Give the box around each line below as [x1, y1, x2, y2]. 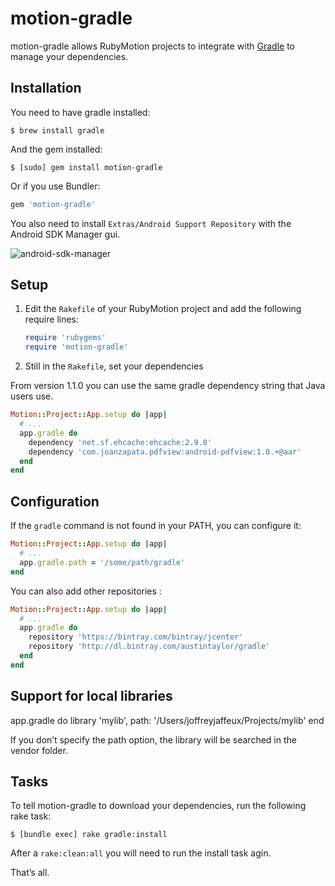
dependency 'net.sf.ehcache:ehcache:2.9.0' [28, 437, 213, 447]
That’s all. [10, 867, 50, 879]
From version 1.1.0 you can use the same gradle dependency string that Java [10, 380, 326, 392]
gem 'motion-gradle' [10, 199, 97, 209]
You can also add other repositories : [10, 585, 162, 597]
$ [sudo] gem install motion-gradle [10, 162, 163, 172]
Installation [10, 80, 82, 97]
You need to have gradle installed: [10, 106, 151, 118]
